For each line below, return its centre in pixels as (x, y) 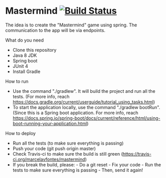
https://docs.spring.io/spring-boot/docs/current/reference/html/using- (87, 118)
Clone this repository (35, 50)
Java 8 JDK (25, 55)
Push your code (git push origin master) (54, 148)
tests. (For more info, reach (41, 96)
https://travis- (137, 154)
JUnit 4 (20, 66)
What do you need (25, 40)
